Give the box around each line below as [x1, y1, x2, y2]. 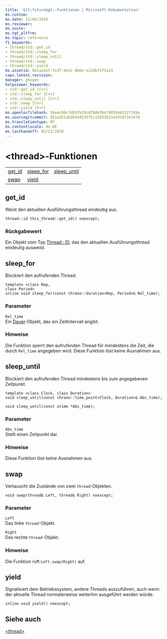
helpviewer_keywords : [5, 82, 51, 87]
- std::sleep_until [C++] [5, 96, 59, 101]
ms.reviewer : [5, 21, 33, 27]
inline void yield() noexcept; [5, 601, 71, 606]
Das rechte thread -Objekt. [5, 535, 59, 541]
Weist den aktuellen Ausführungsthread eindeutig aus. [5, 206, 118, 212]
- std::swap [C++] [5, 101, 44, 106]
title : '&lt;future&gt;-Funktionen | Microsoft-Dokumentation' [5, 7, 140, 13]
